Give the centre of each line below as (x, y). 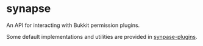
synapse (29, 9)
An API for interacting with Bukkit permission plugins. (73, 25)
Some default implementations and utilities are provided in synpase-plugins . (102, 36)
